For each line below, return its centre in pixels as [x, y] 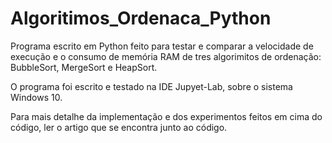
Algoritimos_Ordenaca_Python [141, 18]
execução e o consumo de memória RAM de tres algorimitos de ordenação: [166, 56]
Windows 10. [36, 97]
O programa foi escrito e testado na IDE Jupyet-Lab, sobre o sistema [151, 86]
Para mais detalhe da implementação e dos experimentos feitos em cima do [166, 116]
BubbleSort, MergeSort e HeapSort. [84, 67]
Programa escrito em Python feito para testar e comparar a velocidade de [162, 46]
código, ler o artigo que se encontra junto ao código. [119, 127]
